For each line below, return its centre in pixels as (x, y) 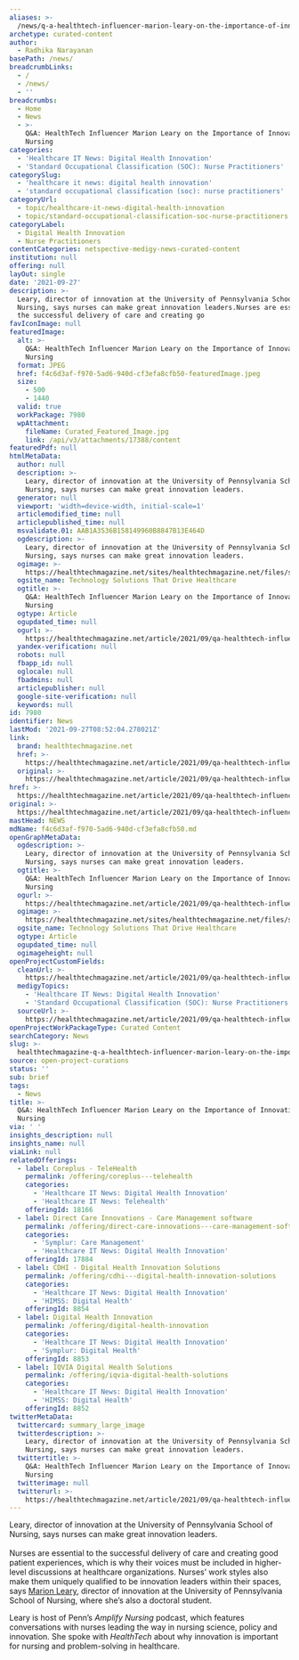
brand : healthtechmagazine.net (75, 746)
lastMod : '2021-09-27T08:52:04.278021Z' (85, 730)
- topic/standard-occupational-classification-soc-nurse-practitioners (153, 216)
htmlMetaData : (36, 456)
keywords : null (45, 704)
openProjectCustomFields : (57, 961)
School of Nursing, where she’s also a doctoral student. (110, 1600)
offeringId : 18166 (59, 1209)
